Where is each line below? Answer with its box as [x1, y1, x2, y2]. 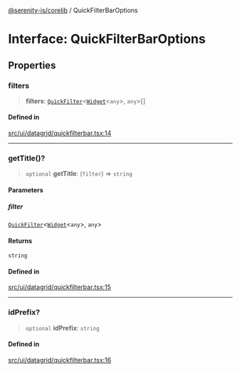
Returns [8, 236, 33, 245]
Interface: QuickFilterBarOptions [8, 31, 206, 47]
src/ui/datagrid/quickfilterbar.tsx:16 [8, 355, 112, 364]
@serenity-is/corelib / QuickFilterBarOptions [8, 6, 138, 14]
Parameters [8, 185, 43, 194]
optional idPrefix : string [25, 323, 100, 332]
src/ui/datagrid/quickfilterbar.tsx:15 [8, 283, 111, 291]
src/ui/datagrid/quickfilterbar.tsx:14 [8, 129, 112, 137]
